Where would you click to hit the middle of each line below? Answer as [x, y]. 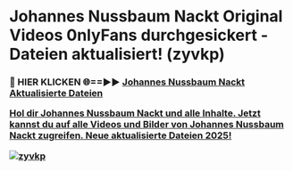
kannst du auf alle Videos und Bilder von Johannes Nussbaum [146, 125]
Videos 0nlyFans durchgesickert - [139, 35]
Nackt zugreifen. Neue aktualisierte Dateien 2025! [121, 135]
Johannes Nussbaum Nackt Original [146, 16]
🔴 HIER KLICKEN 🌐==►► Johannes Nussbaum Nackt [127, 82]
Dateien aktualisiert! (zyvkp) [117, 54]
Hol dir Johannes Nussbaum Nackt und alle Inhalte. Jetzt [135, 113]
